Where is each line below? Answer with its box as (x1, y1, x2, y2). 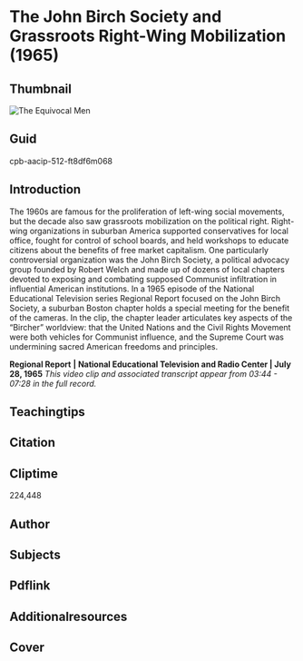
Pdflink (9, 578, 51, 594)
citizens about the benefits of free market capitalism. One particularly (9, 244, 269, 255)
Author (9, 516, 50, 532)
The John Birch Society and (9, 6, 222, 27)
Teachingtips (9, 404, 86, 419)
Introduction (9, 182, 82, 197)
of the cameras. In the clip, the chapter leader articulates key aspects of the (9, 311, 293, 323)
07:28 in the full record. (9, 378, 97, 389)
